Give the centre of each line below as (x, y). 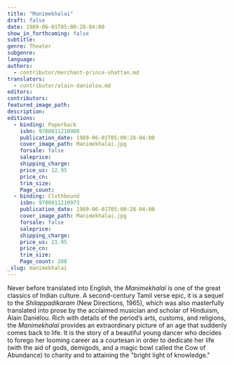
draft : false (26, 20)
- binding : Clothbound (47, 196)
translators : (26, 79)
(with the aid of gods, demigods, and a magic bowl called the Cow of (106, 347)
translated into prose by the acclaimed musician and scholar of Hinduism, (113, 310)
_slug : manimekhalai (37, 268)
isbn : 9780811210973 (50, 203)
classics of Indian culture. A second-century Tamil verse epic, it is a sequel (116, 295)
